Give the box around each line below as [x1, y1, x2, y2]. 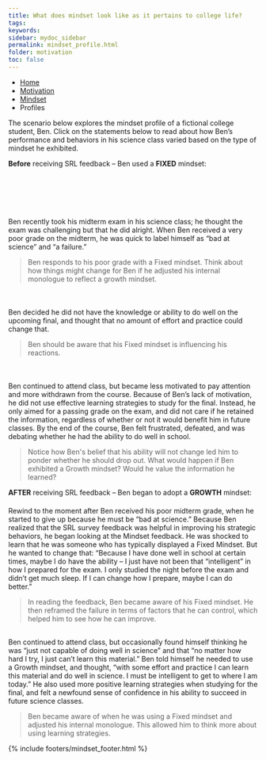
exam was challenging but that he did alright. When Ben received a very [8, 225, 243, 235]
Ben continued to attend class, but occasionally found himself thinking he [8, 637, 248, 647]
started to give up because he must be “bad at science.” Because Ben [8, 514, 237, 524]
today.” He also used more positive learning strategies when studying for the [8, 679, 258, 689]
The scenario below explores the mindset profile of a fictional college [8, 118, 234, 128]
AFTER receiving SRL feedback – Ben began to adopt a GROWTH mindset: [8, 487, 252, 497]
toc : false [8, 56, 44, 64]
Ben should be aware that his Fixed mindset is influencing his [27, 339, 227, 349]
